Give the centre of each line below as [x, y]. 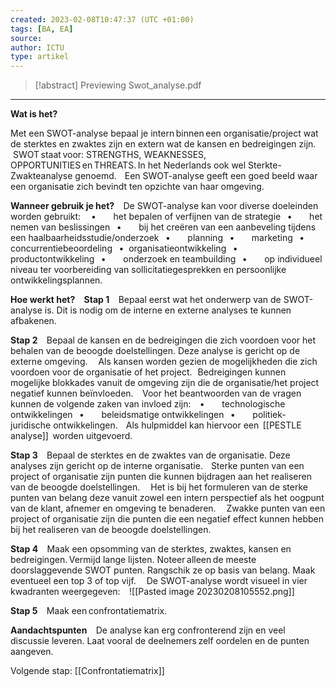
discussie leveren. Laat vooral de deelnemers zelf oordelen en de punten [160, 641]
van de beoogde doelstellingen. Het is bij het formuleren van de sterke [159, 487]
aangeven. [32, 652]
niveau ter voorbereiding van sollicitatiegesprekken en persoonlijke [148, 270]
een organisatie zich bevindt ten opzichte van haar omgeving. [137, 187]
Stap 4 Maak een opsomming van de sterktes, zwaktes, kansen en [151, 549]
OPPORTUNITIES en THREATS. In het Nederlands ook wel [128, 165]
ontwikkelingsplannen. [56, 280]
